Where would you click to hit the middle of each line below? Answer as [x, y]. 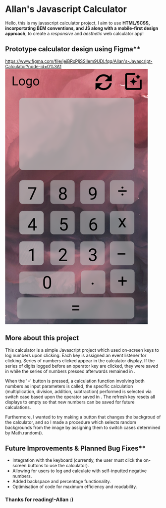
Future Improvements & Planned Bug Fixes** [76, 448]
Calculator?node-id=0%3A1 [33, 66]
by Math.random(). [24, 433]
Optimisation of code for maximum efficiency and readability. [75, 487]
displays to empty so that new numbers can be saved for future [70, 402]
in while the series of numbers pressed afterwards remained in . [70, 371]
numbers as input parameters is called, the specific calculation [69, 386]
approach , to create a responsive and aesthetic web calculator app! [74, 33]
